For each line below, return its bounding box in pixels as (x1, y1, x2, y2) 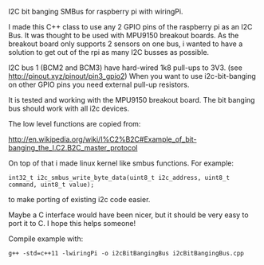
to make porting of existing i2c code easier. (8, 195, 151, 204)
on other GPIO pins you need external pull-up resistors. (8, 80, 190, 89)
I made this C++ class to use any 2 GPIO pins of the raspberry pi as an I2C (8, 22, 253, 31)
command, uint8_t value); (8, 181, 94, 189)
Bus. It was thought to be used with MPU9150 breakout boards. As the (8, 31, 239, 40)
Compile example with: (8, 234, 84, 244)
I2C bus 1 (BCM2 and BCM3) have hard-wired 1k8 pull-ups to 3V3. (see (8, 63, 243, 72)
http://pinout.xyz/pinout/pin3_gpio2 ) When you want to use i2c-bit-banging (8, 72, 257, 80)
